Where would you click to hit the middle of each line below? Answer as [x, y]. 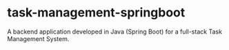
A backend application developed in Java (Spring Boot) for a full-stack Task [115, 32]
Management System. [38, 38]
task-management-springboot [96, 13]
